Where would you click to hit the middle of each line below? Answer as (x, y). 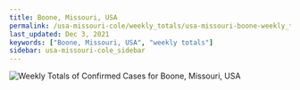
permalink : (29, 26)
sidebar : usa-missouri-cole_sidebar (77, 51)
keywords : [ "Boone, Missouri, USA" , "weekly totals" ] (112, 42)
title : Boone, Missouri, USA (63, 17)
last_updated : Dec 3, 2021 (59, 34)
